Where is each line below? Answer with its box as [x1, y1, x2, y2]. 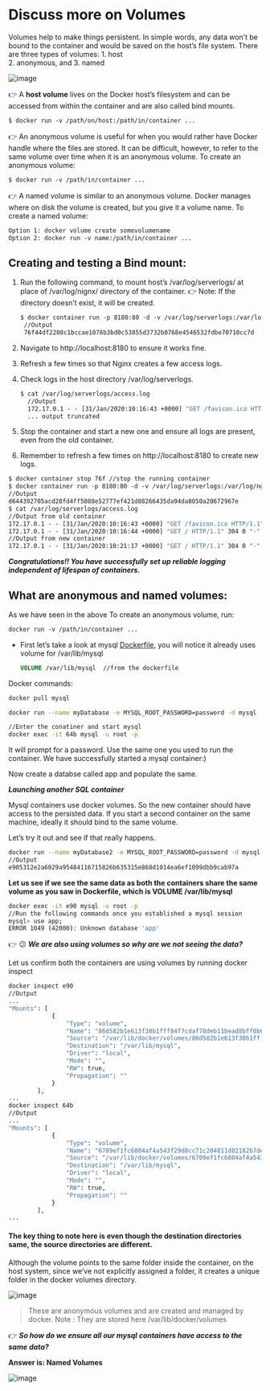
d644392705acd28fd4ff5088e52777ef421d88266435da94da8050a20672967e [8, 497, 239, 505]
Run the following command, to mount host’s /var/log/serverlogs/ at [19, 277, 244, 287]
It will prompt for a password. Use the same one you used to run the [8, 745, 234, 755]
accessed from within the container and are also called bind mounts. [8, 100, 235, 110]
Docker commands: [8, 678, 74, 688]
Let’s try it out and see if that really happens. [8, 833, 156, 843]
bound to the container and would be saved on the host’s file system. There [8, 40, 259, 50]
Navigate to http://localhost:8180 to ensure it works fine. [19, 343, 207, 353]
